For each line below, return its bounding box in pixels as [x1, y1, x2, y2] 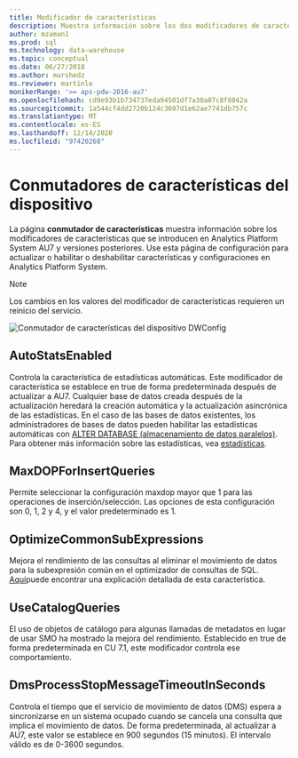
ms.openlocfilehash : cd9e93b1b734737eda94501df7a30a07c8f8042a [9, 95, 248, 105]
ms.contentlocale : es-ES [9, 121, 101, 130]
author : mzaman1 [9, 29, 69, 38]
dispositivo [9, 194, 93, 214]
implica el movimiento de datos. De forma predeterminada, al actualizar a [9, 720, 277, 730]
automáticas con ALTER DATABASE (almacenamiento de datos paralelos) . [9, 428, 278, 439]
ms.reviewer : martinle [9, 79, 93, 88]
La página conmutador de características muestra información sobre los [9, 223, 278, 234]
